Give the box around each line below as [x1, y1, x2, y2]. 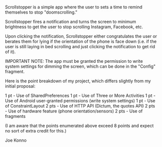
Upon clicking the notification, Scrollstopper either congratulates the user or [5, 34, 157, 39]
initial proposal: [5, 83, 35, 89]
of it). [5, 49, 16, 55]
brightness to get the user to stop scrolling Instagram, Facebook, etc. [5, 24, 143, 30]
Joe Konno [5, 137, 27, 143]
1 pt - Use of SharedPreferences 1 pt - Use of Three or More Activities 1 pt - [5, 92, 156, 98]
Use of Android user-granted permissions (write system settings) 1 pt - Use [5, 98, 156, 104]
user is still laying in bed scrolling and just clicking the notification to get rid [5, 44, 155, 49]
